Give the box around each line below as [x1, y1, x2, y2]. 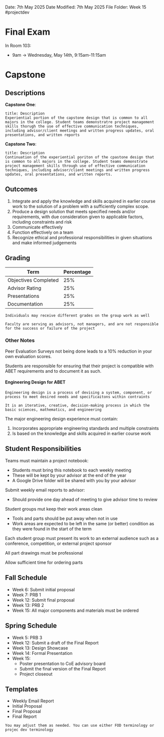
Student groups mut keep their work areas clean [5, 506, 103, 512]
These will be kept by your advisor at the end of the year [12, 472, 126, 478]
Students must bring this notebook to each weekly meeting [12, 467, 131, 473]
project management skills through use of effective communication [5, 163, 146, 168]
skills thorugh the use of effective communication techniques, [5, 124, 139, 129]
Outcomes [5, 185, 38, 194]
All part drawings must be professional [5, 550, 83, 556]
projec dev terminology [5, 727, 54, 733]
